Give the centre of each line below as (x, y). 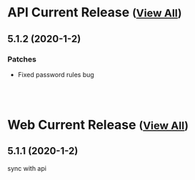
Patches (22, 59)
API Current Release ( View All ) (95, 12)
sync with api (27, 168)
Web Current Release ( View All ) (98, 125)
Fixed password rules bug (56, 74)
